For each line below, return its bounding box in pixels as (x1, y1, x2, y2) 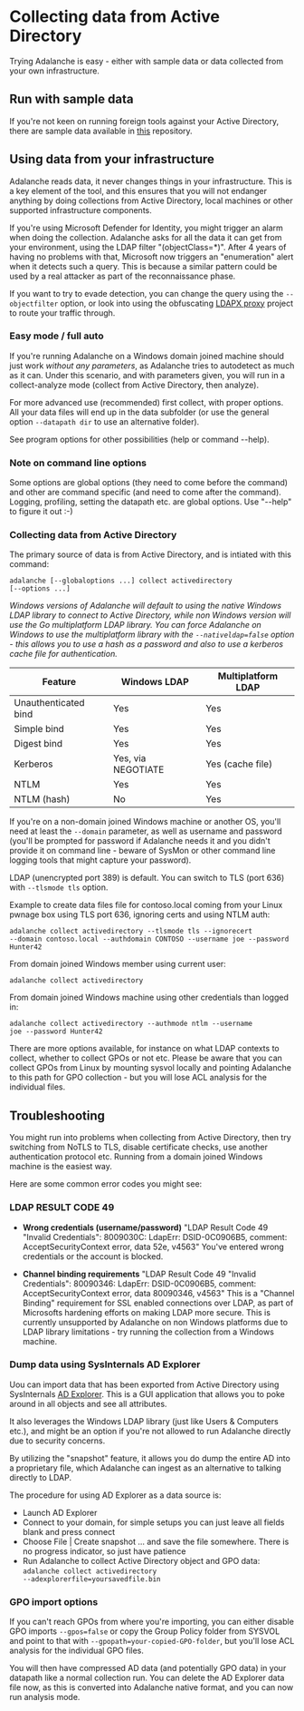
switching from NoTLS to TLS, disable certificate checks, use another (9, 1141, 269, 1153)
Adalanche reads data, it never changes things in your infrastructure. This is (9, 175, 292, 187)
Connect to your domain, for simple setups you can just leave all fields (22, 1517, 285, 1528)
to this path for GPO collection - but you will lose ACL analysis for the (9, 1072, 267, 1083)
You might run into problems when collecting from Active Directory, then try (9, 1132, 291, 1143)
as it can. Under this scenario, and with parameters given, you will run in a (9, 369, 285, 380)
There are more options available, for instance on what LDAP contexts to (9, 1043, 280, 1054)
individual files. (9, 1081, 66, 1092)
